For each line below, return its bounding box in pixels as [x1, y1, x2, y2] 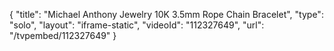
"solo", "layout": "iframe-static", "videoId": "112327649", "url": [9, 19, 265, 31]
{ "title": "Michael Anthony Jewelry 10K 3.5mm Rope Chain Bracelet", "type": [9, 9, 324, 20]
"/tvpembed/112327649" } [9, 30, 117, 41]
